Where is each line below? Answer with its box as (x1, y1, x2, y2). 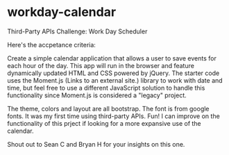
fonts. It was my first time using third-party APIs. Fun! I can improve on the (7, 112, 220, 120)
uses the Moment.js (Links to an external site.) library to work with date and (7, 76, 223, 84)
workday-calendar (7, 4, 117, 20)
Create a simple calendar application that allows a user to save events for (7, 54, 217, 63)
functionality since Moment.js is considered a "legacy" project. (7, 91, 187, 99)
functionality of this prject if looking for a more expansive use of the (7, 119, 201, 127)
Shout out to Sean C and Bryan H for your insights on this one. (7, 140, 185, 148)
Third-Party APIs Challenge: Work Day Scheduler (7, 27, 148, 35)
